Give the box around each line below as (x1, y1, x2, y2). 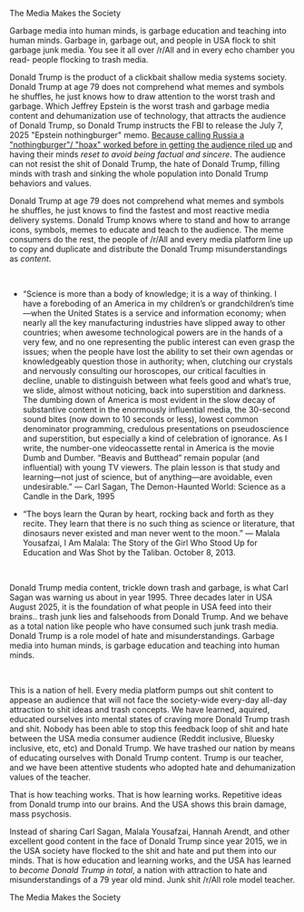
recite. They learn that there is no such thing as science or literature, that (22, 518, 295, 529)
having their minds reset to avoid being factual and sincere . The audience (9, 149, 286, 160)
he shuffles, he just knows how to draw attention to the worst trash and (9, 91, 276, 102)
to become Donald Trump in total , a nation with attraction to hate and (9, 865, 268, 875)
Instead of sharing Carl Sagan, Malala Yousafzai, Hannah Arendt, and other (9, 826, 290, 837)
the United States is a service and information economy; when (53, 308, 287, 319)
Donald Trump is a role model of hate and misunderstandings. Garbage (9, 631, 275, 641)
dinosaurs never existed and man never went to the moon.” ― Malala (22, 528, 280, 538)
